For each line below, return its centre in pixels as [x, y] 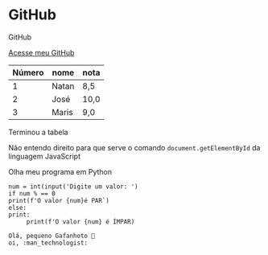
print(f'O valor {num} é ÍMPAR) [80, 222]
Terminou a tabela [38, 132]
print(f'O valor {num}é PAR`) [59, 200]
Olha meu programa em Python [60, 171]
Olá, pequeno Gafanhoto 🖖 [52, 236]
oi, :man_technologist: [48, 243]
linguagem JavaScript [44, 156]
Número [28, 72]
